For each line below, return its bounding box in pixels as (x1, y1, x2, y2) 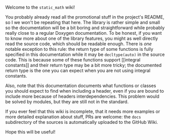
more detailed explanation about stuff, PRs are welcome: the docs (5, 114, 141, 120)
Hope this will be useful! (5, 129, 56, 135)
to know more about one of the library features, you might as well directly (5, 35, 158, 41)
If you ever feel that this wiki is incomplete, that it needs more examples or (5, 108, 160, 114)
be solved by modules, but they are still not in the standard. (5, 99, 129, 105)
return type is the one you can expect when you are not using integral (5, 67, 151, 74)
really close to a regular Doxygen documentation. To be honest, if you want (5, 30, 162, 36)
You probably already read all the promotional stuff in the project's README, (5, 14, 164, 20)
